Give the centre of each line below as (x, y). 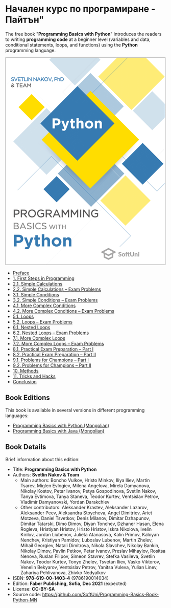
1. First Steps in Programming (44, 278)
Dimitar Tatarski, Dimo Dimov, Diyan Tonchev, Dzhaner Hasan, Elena (92, 524)
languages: (17, 416)
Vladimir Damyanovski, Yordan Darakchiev (65, 502)
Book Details (26, 447)
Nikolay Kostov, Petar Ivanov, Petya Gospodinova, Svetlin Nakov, (88, 491)
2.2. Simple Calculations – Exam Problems (57, 289)
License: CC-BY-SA (34, 589)
